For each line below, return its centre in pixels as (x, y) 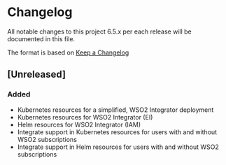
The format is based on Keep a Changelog (68, 52)
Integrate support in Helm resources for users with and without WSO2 (118, 147)
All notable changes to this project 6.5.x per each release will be (99, 31)
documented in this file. (41, 38)
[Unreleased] (37, 74)
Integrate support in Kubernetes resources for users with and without (117, 132)
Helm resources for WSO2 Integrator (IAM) (79, 124)
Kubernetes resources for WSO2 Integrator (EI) (85, 117)
